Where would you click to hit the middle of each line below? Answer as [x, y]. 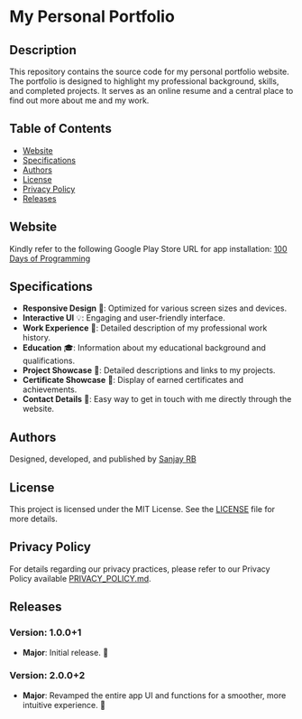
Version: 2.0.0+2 [47, 676]
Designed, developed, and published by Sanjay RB [103, 459]
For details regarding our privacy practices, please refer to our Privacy [140, 569]
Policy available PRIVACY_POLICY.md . [80, 578]
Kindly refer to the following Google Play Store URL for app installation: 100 [148, 248]
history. [37, 338]
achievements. [50, 389]
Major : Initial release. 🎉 [65, 652]
